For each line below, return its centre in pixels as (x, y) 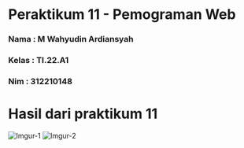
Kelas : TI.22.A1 (39, 61)
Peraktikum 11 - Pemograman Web (122, 15)
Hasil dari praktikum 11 (83, 114)
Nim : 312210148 (41, 81)
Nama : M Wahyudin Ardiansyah (71, 39)
